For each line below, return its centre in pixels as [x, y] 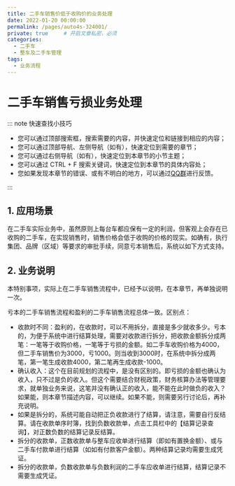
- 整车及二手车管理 [37, 53]
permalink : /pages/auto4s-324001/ [58, 27]
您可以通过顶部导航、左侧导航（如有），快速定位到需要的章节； [108, 147]
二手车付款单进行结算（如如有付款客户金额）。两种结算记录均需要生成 [117, 450]
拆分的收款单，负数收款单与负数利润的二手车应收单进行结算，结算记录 [119, 467]
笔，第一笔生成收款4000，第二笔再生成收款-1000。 [92, 362]
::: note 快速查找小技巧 [40, 123]
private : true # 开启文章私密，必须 [62, 33]
